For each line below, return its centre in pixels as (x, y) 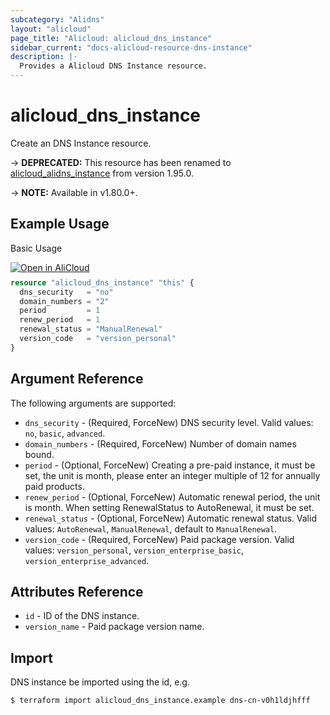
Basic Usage (36, 248)
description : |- (44, 57)
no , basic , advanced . (65, 433)
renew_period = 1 (60, 320)
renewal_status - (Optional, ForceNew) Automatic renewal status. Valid (170, 518)
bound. (39, 454)
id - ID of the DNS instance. (82, 616)
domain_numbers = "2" (64, 301)
